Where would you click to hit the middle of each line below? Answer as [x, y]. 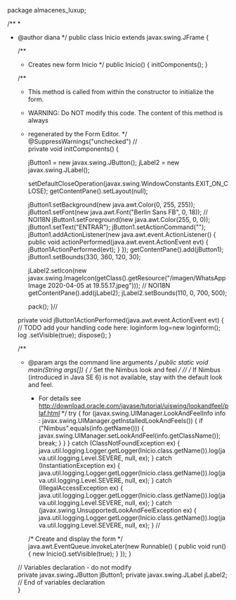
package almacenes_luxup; [47, 10]
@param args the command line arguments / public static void [118, 362]
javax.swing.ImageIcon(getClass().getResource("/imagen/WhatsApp [127, 278]
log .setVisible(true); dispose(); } [64, 335]
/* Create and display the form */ [75, 539]
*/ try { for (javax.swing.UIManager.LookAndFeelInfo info [144, 413]
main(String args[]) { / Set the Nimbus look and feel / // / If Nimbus [124, 370]
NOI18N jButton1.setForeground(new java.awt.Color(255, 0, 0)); [119, 220]
